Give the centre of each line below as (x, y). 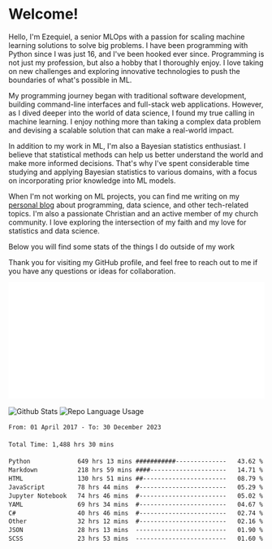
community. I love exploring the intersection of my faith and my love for (127, 222)
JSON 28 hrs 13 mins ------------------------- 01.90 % (136, 530)
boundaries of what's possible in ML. (70, 80)
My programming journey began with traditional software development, (127, 95)
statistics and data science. (54, 231)
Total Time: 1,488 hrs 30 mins (61, 444)
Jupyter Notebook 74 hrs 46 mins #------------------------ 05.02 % (136, 496)
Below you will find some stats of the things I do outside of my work (122, 246)
